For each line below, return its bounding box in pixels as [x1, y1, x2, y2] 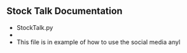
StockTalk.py [16, 23, 53, 31]
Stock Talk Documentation [6, 5, 123, 17]
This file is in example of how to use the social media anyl [16, 37, 181, 46]
